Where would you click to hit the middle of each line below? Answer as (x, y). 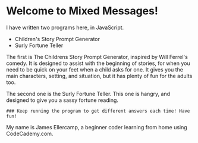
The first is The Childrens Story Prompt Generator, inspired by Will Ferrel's (97, 57)
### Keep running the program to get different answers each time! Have (98, 111)
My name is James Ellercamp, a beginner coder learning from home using (97, 127)
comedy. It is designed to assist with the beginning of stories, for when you (98, 63)
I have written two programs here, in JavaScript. (65, 27)
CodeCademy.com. (30, 133)
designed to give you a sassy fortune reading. (62, 100)
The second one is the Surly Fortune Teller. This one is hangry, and (88, 94)
